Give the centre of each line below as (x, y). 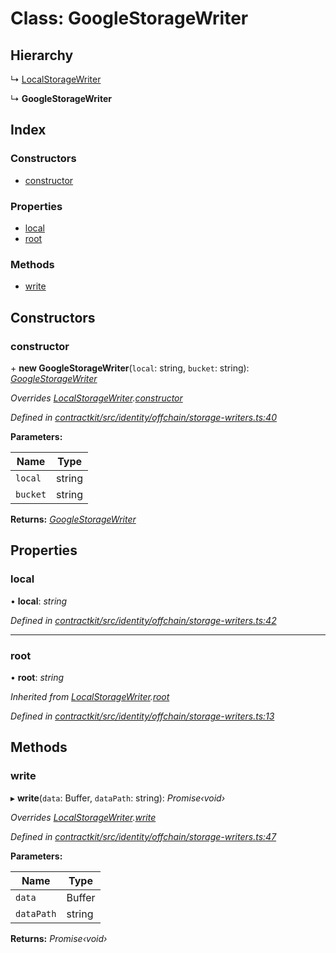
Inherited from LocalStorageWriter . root (90, 696)
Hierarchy (42, 55)
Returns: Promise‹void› (59, 938)
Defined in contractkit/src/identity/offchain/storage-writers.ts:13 (142, 716)
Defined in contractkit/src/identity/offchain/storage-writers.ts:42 (143, 620)
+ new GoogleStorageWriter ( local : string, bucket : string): (130, 368)
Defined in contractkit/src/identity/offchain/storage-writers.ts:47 (143, 836)
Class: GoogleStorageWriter (129, 18)
